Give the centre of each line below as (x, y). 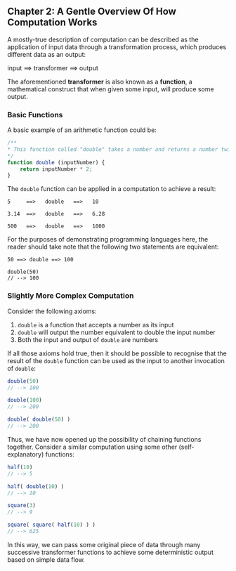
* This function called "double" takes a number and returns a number (113, 149)
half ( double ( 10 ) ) (36, 486)
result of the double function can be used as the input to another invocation (116, 360)
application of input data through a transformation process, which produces (117, 47)
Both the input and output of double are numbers (88, 339)
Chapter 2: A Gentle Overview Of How (92, 12)
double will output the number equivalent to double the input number (116, 332)
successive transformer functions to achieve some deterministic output (111, 552)
